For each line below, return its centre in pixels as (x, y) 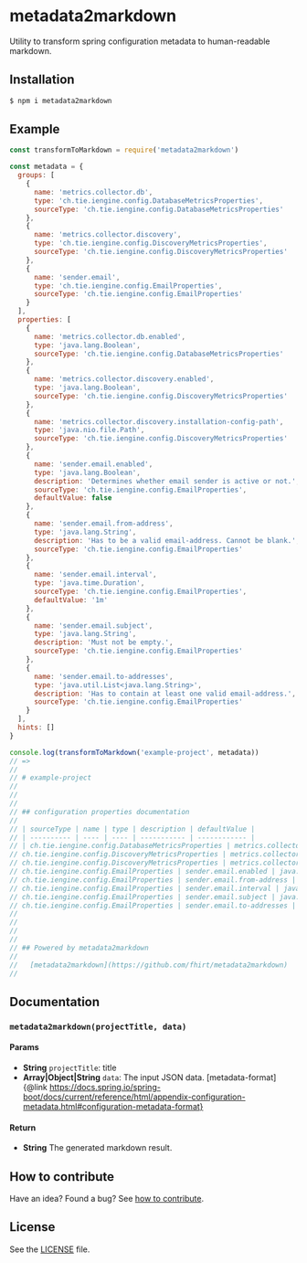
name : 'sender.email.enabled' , (93, 464)
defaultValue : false (73, 498)
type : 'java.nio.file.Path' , (89, 430)
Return (23, 1127)
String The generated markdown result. (97, 1148)
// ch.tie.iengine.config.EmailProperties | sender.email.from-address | (153, 880)
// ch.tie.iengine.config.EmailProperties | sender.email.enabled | (143, 872)
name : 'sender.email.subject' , (93, 626)
